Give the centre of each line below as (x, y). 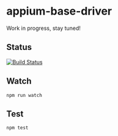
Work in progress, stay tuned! (44, 28)
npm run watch (24, 95)
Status (19, 47)
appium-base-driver (59, 11)
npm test (17, 128)
